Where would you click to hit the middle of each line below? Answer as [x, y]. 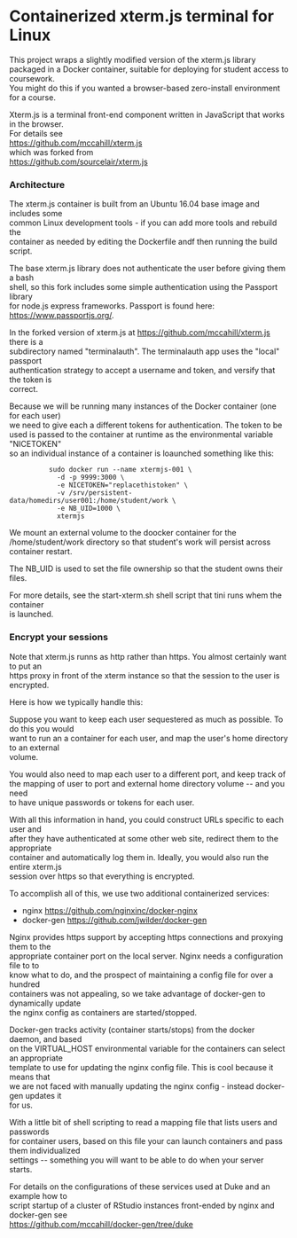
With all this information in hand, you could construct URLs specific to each [147, 819]
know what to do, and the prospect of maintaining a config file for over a [141, 975]
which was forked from [51, 152]
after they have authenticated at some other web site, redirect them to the [144, 838]
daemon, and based [46, 1038]
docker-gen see [39, 1214]
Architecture [37, 184]
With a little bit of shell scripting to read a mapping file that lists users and [143, 1122]
